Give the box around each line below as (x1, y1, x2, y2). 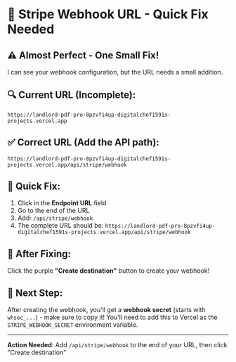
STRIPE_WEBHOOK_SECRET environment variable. (7, 321, 138, 329)
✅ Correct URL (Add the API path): (7, 136, 159, 148)
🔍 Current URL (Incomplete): (7, 89, 136, 101)
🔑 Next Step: (7, 287, 63, 299)
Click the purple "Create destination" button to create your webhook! (7, 266, 210, 275)
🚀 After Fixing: (7, 247, 72, 259)
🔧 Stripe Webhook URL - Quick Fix (7, 6, 209, 22)
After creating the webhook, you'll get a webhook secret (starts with (7, 306, 206, 314)
